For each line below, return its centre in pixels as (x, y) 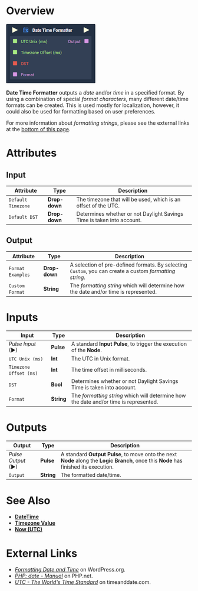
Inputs (22, 317)
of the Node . (87, 350)
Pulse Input (22, 344)
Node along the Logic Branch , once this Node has (122, 460)
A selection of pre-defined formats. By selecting (128, 265)
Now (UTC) (29, 530)
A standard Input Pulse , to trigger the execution (129, 344)
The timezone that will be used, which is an (128, 199)
